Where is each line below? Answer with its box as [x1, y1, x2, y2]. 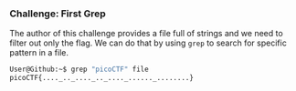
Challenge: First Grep [9, 7, 107, 20]
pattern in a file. [9, 47, 69, 58]
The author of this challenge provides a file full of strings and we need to [9, 28, 283, 39]
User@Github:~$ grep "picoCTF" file [9, 65, 149, 75]
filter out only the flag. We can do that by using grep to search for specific [9, 37, 288, 48]
